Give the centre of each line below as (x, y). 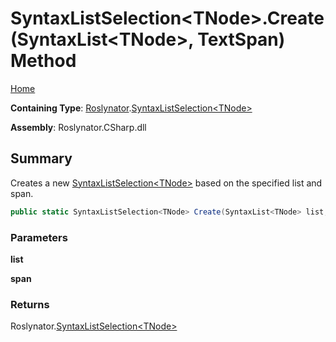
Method (43, 61)
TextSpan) (241, 39)
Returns (30, 304)
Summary (41, 158)
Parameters (39, 237)
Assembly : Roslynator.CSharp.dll (78, 127)
